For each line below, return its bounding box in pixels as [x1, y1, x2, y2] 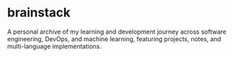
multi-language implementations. [7, 42, 102, 50]
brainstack [7, 5, 71, 21]
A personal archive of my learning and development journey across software [7, 27, 227, 36]
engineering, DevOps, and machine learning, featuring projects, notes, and [7, 34, 221, 43]
